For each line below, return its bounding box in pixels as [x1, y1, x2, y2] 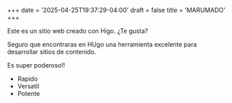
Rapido [17, 74, 38, 83]
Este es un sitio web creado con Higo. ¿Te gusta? [7, 27, 148, 35]
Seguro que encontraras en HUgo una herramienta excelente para [7, 40, 197, 48]
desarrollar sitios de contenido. [7, 48, 96, 56]
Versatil [17, 82, 40, 90]
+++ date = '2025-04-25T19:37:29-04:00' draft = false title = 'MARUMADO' [7, 6, 226, 14]
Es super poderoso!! [7, 61, 65, 69]
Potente [17, 90, 40, 97]
